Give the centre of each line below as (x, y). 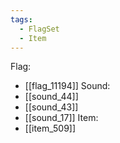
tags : (21, 19)
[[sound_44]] (51, 97)
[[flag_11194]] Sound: (67, 86)
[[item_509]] (50, 128)
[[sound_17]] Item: (61, 118)
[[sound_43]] (51, 107)
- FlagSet (39, 29)
